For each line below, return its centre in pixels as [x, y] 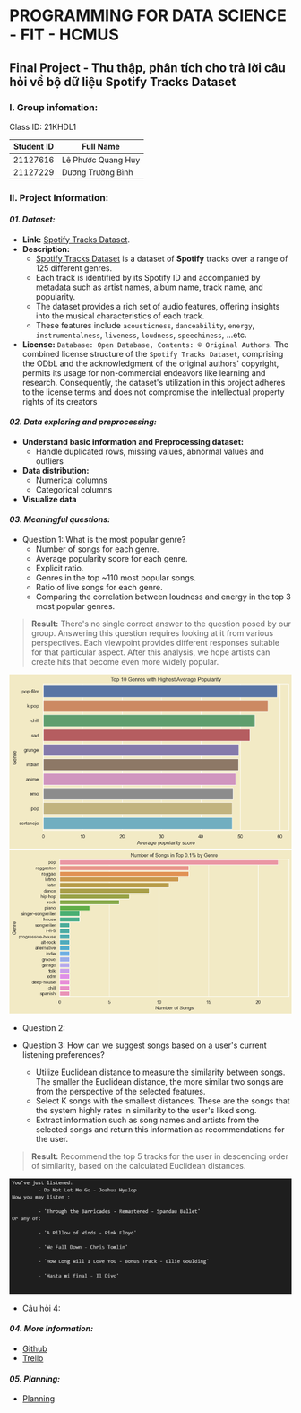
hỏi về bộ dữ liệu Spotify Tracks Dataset [123, 82]
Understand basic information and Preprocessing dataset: [133, 441]
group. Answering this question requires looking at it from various [152, 632]
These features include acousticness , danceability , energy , [145, 325]
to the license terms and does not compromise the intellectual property [153, 392]
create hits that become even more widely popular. [125, 661]
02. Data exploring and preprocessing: [83, 422]
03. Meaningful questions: [60, 519]
